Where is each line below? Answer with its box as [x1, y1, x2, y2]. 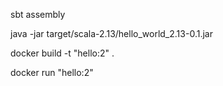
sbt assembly [10, 9, 66, 20]
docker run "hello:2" [10, 67, 94, 78]
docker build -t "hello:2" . [10, 47, 115, 59]
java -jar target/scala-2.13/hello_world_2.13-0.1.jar [10, 28, 213, 39]
